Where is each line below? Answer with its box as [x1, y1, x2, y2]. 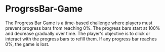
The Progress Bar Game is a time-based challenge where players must [5, 20, 153, 26]
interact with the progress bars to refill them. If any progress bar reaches [5, 36, 157, 42]
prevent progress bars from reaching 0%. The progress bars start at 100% [5, 25, 160, 31]
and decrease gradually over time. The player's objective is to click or [5, 30, 150, 36]
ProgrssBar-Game [5, 3, 83, 15]
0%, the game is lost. [5, 41, 50, 47]
